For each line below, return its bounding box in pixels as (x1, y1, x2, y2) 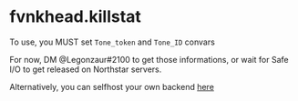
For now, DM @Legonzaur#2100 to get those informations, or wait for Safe (9, 54, 289, 65)
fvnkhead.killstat (9, 6, 141, 27)
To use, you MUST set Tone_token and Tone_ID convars (9, 36, 216, 47)
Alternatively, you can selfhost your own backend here (9, 81, 214, 92)
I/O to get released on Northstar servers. (9, 64, 162, 75)
